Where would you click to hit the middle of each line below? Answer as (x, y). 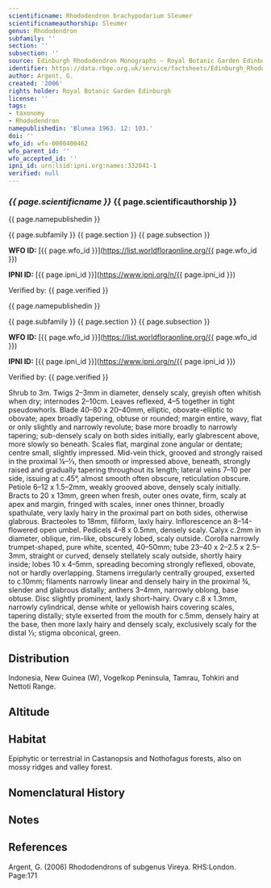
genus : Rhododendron (43, 31)
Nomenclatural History (67, 792)
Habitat (27, 739)
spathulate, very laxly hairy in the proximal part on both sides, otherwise (128, 513)
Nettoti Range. (32, 686)
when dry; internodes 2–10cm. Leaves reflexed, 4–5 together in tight (122, 401)
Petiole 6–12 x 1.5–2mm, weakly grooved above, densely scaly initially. (125, 487)
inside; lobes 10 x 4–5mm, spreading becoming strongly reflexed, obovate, (132, 564)
